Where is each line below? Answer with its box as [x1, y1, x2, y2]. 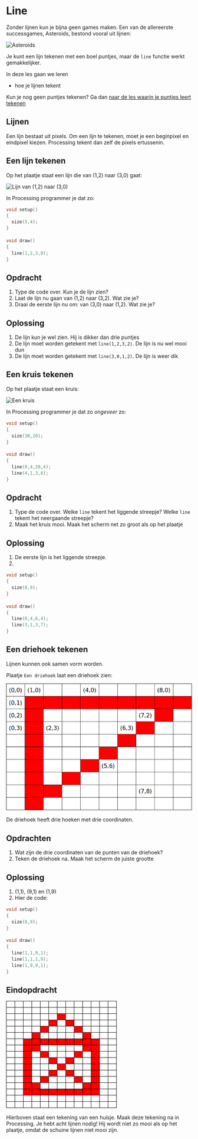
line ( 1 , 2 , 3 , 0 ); [11, 250, 49, 256]
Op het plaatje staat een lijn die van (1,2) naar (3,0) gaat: [6, 171, 143, 178]
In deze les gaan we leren [6, 70, 68, 77]
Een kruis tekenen [6, 370, 74, 380]
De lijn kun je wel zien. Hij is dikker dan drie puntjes [14, 334, 140, 341]
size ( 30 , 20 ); [11, 433, 44, 439]
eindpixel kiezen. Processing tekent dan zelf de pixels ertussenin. [6, 139, 165, 146]
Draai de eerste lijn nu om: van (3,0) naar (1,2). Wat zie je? [14, 301, 155, 308]
